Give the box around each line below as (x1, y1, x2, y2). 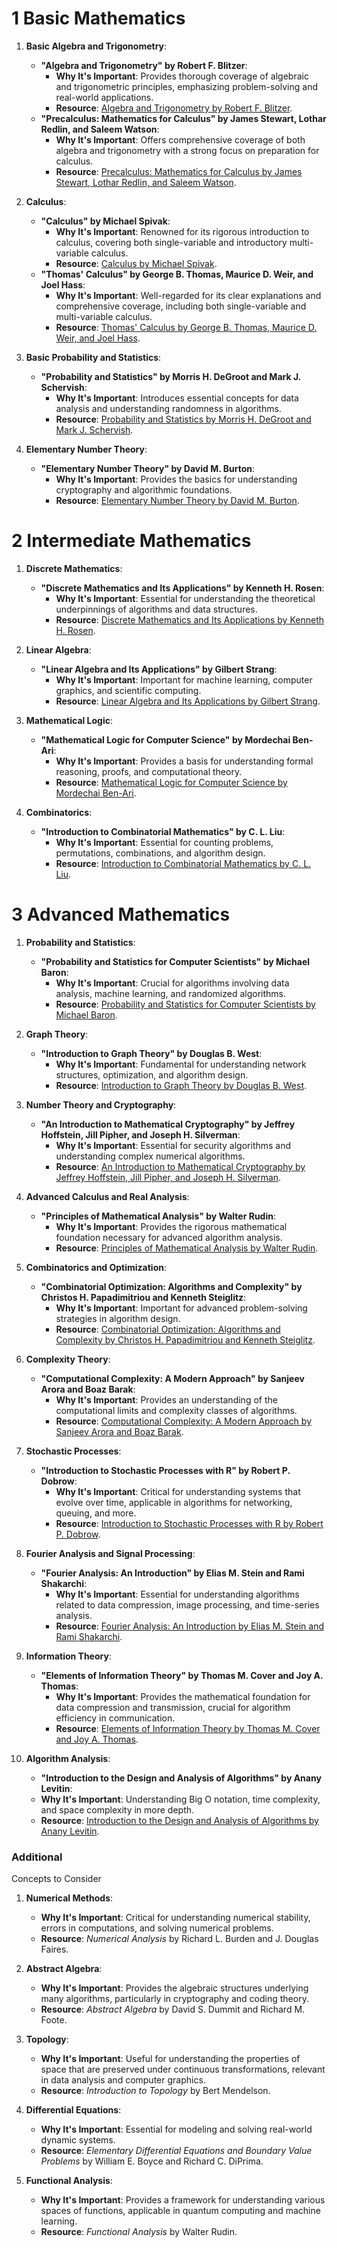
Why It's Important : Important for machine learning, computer (55, 673, 313, 686)
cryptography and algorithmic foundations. (55, 483, 233, 496)
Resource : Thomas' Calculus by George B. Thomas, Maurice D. (55, 321, 318, 333)
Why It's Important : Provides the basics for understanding (55, 473, 298, 485)
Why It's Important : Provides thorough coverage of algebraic (55, 70, 309, 82)
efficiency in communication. (55, 1712, 176, 1724)
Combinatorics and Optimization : (25, 1261, 168, 1273)
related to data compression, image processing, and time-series (55, 1598, 320, 1611)
